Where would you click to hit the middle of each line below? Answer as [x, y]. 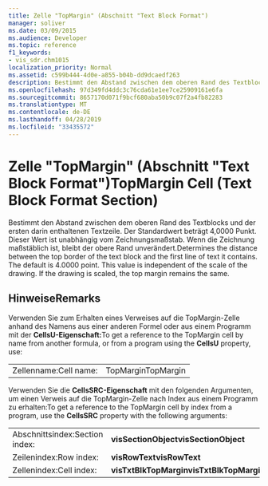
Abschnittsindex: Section [58, 434]
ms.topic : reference [43, 45]
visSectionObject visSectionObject [178, 439]
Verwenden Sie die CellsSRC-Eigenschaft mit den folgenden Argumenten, [131, 390]
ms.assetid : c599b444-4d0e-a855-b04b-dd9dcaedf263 [94, 75]
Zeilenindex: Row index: [55, 457]
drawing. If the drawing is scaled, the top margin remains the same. [119, 273]
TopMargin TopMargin [146, 370]
